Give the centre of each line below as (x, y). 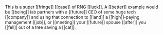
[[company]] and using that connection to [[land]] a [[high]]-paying (72, 17)
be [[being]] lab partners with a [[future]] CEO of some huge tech (71, 12)
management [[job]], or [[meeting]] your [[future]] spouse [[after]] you (75, 22)
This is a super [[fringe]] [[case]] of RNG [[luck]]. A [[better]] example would (81, 7)
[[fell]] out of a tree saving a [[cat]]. (41, 27)
